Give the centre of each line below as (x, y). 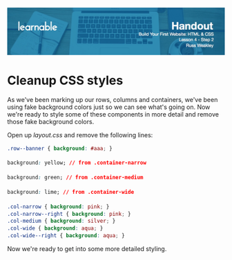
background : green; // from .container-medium (75, 178)
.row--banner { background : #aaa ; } (60, 148)
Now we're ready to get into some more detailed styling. (87, 249)
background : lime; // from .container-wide (71, 192)
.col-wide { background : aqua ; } (55, 228)
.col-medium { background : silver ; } (61, 221)
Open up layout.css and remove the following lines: (80, 134)
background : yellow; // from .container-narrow (77, 163)
